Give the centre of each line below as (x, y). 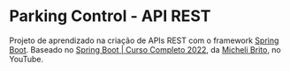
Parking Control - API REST (110, 16)
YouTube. (27, 59)
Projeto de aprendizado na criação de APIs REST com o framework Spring (144, 40)
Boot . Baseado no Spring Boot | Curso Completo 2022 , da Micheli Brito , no (145, 49)
